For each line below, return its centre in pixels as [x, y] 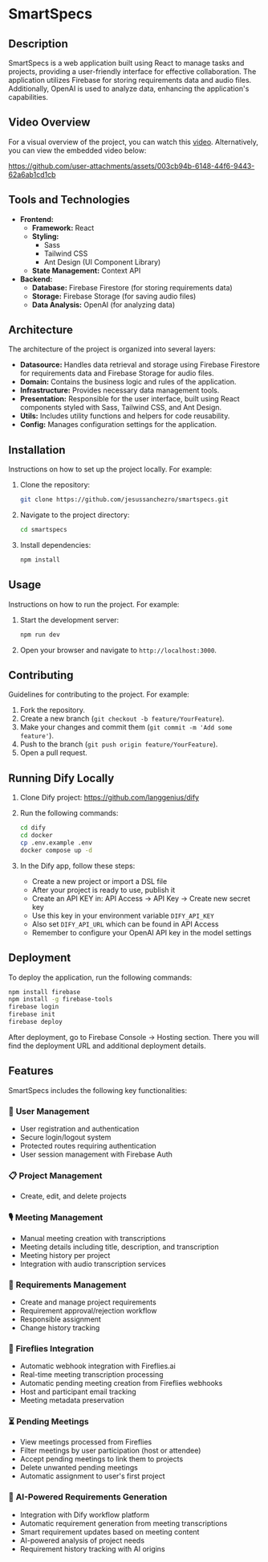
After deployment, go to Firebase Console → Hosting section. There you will [134, 1037]
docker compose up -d [56, 850]
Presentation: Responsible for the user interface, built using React [130, 399]
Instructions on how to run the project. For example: [94, 604]
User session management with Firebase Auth [96, 1154]
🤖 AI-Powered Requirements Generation [88, 1497]
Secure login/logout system [65, 1137]
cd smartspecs [43, 530]
